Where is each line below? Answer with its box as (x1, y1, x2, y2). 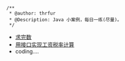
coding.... (15, 48, 40, 55)
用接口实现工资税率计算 (15, 41, 74, 48)
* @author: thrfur (9, 10, 56, 16)
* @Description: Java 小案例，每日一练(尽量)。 (9, 17, 122, 23)
